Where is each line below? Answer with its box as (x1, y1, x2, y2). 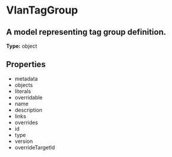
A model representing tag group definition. (6, 27, 167, 37)
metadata (14, 75, 38, 82)
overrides (14, 119, 38, 126)
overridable (14, 93, 43, 101)
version (14, 138, 34, 145)
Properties (6, 59, 46, 69)
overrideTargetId (14, 143, 55, 151)
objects (14, 81, 34, 88)
